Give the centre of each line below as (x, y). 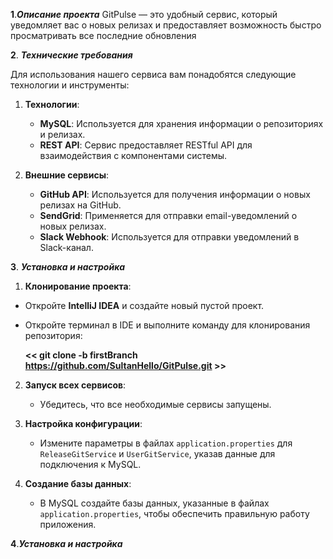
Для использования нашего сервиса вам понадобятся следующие (153, 74)
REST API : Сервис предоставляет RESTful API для (146, 145)
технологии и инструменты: (70, 85)
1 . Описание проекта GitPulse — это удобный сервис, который (144, 14)
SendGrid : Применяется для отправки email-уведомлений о (168, 215)
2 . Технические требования (71, 55)
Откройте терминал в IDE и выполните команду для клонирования (167, 325)
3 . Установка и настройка (68, 267)
